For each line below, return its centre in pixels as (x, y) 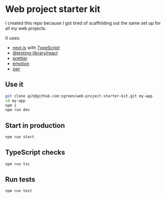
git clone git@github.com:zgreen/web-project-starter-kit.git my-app (79, 96)
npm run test (19, 191)
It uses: (13, 38)
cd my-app (15, 101)
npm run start (20, 137)
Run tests (20, 180)
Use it (14, 85)
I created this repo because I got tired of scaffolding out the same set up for (83, 23)
